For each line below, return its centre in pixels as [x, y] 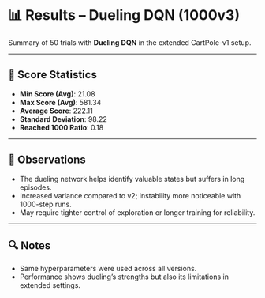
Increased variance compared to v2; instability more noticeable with [130, 195]
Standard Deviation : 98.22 [63, 119]
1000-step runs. [46, 204]
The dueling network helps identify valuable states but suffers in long [132, 179]
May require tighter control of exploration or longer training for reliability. [137, 212]
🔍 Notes [30, 245]
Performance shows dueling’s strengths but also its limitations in [124, 277]
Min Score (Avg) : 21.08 [58, 94]
